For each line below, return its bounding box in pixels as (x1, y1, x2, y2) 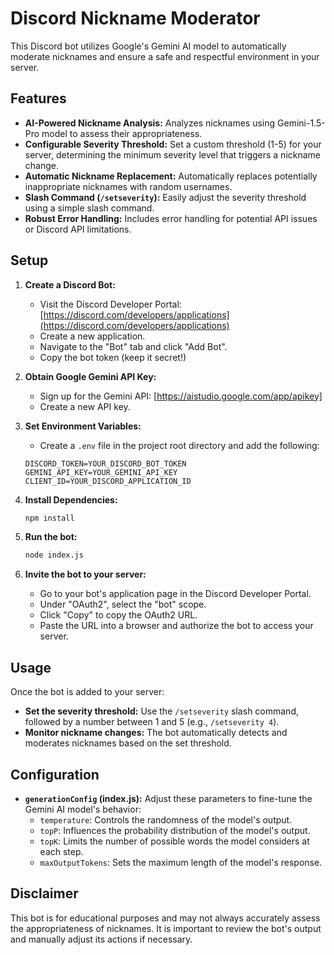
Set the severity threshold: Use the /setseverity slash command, (24, 705, 299, 717)
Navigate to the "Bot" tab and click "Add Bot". (39, 340, 228, 352)
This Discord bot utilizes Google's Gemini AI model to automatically (10, 40, 287, 52)
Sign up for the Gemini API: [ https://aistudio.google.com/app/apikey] (39, 390, 323, 402)
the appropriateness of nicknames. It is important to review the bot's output (10, 922, 322, 934)
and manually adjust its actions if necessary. (10, 933, 193, 945)
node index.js (24, 550, 84, 561)
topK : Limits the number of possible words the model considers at (39, 835, 310, 847)
